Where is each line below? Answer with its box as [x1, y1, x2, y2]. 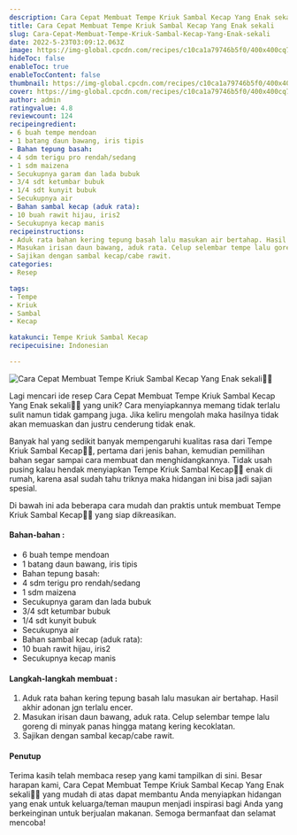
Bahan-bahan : [9, 530, 65, 540]
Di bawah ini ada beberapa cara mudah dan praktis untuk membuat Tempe [9, 499, 281, 510]
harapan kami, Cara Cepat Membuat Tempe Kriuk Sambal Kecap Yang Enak [9, 780, 285, 791]
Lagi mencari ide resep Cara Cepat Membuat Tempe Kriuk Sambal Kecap [9, 390, 276, 401]
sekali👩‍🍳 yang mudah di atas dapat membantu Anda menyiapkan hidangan [9, 789, 282, 800]
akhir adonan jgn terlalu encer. [21, 702, 133, 713]
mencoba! [9, 817, 46, 828]
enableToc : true [9, 63, 69, 72]
